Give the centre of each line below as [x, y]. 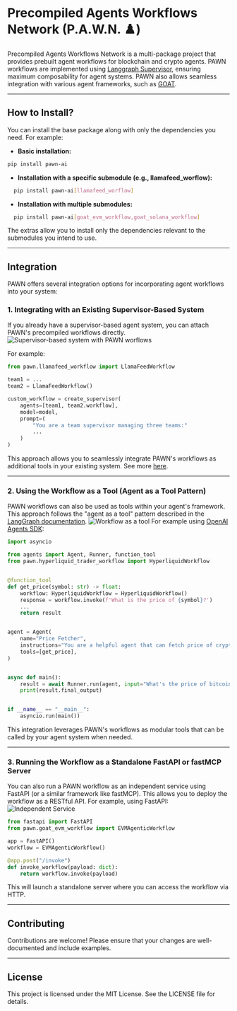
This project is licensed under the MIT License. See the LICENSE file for [111, 994]
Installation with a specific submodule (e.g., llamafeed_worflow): [115, 178]
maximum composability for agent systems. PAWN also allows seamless [112, 76]
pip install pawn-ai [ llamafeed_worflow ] [74, 190]
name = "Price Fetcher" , [53, 639]
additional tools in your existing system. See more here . [88, 466]
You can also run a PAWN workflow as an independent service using [107, 786]
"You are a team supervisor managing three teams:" [110, 425]
